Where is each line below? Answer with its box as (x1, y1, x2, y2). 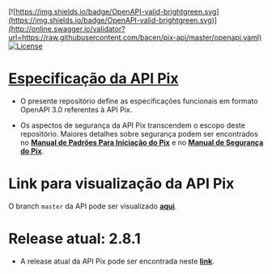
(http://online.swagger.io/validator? (8, 24, 125, 33)
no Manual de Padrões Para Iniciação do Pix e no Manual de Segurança (19, 137, 264, 147)
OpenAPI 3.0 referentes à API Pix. (19, 104, 133, 114)
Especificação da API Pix (8, 70, 179, 88)
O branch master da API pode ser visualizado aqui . (8, 201, 177, 211)
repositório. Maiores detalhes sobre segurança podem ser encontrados (19, 129, 259, 138)
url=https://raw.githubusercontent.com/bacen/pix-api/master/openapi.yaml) (8, 32, 262, 42)
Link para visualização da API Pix (8, 175, 235, 193)
